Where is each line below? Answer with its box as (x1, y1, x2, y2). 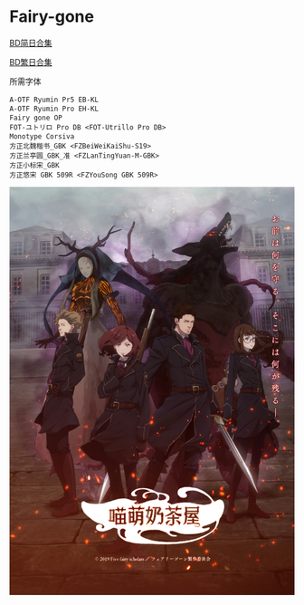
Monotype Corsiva (9, 131, 75, 141)
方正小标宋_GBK (9, 160, 61, 169)
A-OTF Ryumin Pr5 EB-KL (9, 95, 100, 104)
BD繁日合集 (9, 56, 52, 67)
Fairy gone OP (9, 113, 63, 122)
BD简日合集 (9, 37, 52, 48)
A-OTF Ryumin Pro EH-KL (9, 104, 100, 113)
